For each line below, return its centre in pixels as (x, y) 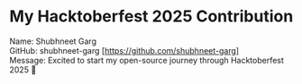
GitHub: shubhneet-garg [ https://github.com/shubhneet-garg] (124, 50)
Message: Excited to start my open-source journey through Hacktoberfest (146, 60)
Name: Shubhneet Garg (53, 41)
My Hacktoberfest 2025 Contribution (151, 17)
